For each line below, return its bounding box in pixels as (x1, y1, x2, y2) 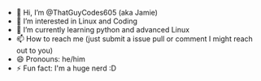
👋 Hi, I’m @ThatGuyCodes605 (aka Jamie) (15, 8, 159, 17)
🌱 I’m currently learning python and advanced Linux (15, 25, 189, 34)
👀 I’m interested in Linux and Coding (15, 16, 138, 26)
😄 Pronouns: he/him (15, 54, 85, 64)
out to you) (15, 45, 54, 55)
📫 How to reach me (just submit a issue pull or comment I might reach (15, 34, 254, 44)
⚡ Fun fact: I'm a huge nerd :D (15, 63, 116, 73)
